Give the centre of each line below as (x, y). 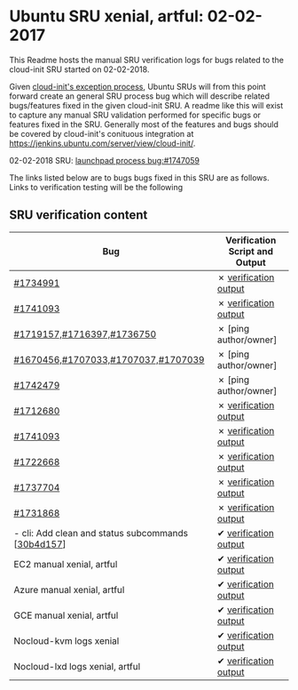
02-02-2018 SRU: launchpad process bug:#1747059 (104, 160)
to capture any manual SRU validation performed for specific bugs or (135, 115)
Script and (251, 251)
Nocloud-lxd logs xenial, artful (77, 666)
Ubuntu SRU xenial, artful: (106, 16)
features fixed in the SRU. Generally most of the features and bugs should (144, 124)
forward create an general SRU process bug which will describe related (140, 96)
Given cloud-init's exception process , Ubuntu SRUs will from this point (137, 86)
